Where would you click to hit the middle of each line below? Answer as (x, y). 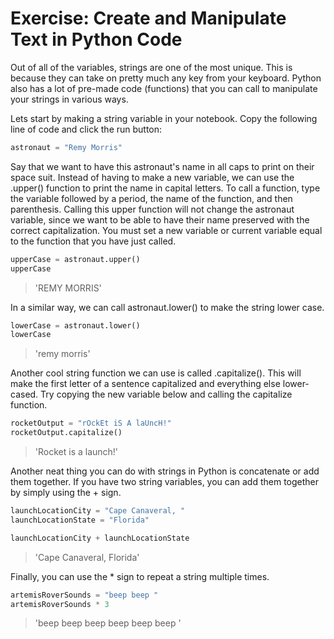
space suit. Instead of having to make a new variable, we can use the (152, 177)
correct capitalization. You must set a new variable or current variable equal (166, 230)
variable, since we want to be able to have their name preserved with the (160, 219)
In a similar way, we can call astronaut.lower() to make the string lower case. (167, 307)
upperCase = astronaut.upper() (75, 259)
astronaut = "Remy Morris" (66, 147)
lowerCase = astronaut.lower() (75, 325)
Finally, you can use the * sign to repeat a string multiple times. (140, 576)
